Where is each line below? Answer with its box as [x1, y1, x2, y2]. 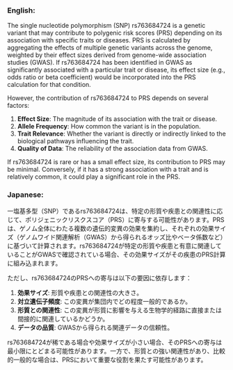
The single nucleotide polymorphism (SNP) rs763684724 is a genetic [7, 22, 206, 30]
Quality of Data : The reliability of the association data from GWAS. [17, 145, 209, 153]
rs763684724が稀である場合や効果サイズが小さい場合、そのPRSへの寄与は [7, 338, 223, 346]
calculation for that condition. [7, 81, 92, 89]
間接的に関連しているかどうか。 [17, 314, 109, 323]
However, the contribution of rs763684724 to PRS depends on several [7, 94, 209, 102]
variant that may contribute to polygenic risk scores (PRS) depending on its [7, 29, 223, 37]
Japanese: [7, 190, 44, 200]
